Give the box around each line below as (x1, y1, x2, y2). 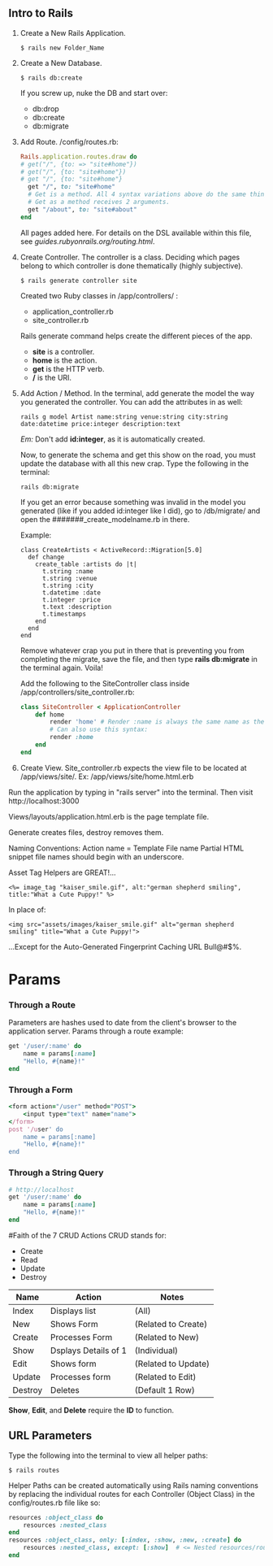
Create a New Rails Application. (19, 28, 126, 37)
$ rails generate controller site (19, 276, 137, 285)
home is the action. (32, 355, 97, 365)
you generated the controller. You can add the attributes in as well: (19, 397, 244, 407)
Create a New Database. (19, 58, 103, 67)
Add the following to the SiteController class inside (19, 678, 190, 688)
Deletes (50, 1384, 80, 1395)
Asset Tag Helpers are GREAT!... (8, 868, 116, 877)
